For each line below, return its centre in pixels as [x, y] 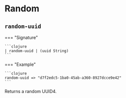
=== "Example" [20, 64]
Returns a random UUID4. [31, 91]
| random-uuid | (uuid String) [37, 51]
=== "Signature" [21, 37]
